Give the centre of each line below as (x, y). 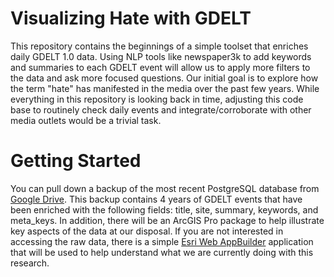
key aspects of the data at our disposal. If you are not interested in (147, 231)
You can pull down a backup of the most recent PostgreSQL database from (165, 188)
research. (30, 263)
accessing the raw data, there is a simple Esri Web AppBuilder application (162, 241)
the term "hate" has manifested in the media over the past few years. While (165, 88)
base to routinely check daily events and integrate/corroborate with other (161, 109)
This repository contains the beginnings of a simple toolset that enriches (159, 46)
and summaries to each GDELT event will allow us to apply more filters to (160, 67)
